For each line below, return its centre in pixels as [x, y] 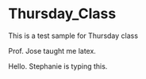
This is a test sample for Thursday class [73, 36]
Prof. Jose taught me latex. [52, 51]
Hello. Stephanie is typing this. [58, 66]
